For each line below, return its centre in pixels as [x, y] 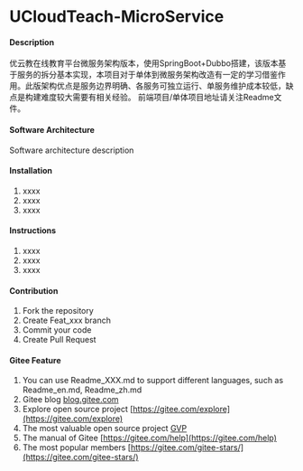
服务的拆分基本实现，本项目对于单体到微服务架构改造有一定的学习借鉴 [147, 75]
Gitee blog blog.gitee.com [70, 400]
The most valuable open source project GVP [105, 429]
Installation [31, 171]
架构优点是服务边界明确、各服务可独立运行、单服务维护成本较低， [163, 86]
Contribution [34, 290]
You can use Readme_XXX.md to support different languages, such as [153, 381]
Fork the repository [58, 311]
